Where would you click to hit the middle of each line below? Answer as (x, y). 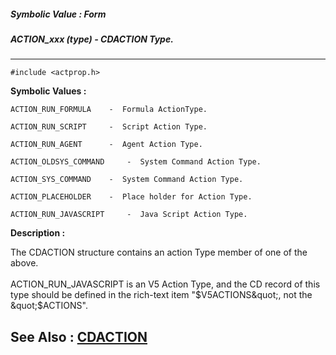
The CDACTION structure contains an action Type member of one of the (159, 252)
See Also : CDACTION (79, 336)
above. (24, 263)
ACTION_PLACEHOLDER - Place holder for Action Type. (131, 197)
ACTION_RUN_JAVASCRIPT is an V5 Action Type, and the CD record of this (165, 284)
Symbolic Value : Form (58, 14)
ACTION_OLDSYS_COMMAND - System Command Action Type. (136, 162)
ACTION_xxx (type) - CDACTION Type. (92, 39)
